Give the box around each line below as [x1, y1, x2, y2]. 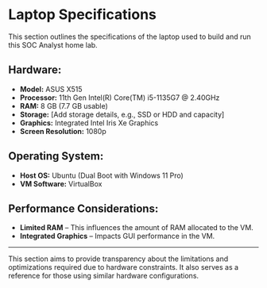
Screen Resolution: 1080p [19, 126, 107, 136]
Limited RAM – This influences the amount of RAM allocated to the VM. [19, 223, 254, 232]
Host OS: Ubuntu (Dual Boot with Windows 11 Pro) [19, 171, 184, 180]
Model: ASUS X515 [19, 84, 83, 94]
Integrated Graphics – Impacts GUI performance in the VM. [19, 232, 215, 241]
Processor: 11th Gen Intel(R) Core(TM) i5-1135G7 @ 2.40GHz [19, 93, 220, 102]
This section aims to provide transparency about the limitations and [8, 254, 229, 263]
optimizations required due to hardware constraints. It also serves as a [8, 263, 239, 272]
